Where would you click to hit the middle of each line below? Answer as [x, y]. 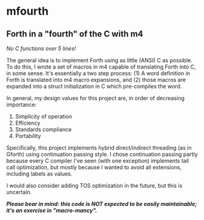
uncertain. [19, 192]
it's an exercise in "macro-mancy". [52, 210]
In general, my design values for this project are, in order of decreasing [95, 98]
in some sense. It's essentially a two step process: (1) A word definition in [98, 73]
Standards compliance [43, 129]
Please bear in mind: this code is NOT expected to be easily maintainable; [102, 204]
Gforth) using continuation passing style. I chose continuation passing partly [102, 154]
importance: [22, 105]
